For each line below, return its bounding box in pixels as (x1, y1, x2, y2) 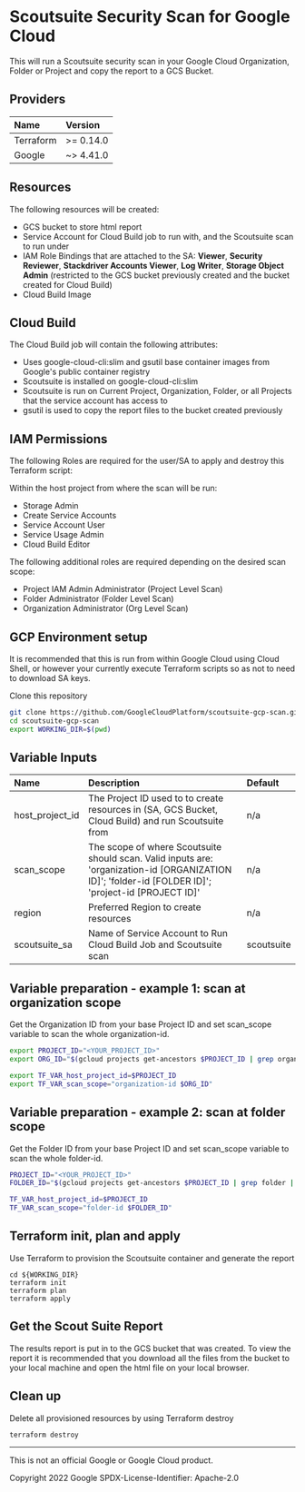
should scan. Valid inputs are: (87, 852, 213, 865)
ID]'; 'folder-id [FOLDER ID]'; (87, 874, 212, 887)
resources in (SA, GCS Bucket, (87, 804, 218, 816)
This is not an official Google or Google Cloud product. (9, 1455, 213, 1466)
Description (87, 776, 141, 789)
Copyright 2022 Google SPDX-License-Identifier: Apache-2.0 (9, 1472, 239, 1483)
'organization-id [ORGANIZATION (87, 864, 232, 876)
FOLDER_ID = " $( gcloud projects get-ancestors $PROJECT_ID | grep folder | (9, 1179, 295, 1188)
